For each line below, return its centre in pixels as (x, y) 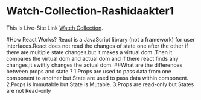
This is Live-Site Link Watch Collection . (55, 28)
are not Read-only (29, 90)
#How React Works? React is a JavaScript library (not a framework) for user (101, 39)
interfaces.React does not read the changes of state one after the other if (97, 46)
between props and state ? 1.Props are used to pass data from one (89, 71)
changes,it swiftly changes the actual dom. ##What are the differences (94, 65)
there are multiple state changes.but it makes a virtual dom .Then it (89, 52)
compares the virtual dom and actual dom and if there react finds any (92, 58)
